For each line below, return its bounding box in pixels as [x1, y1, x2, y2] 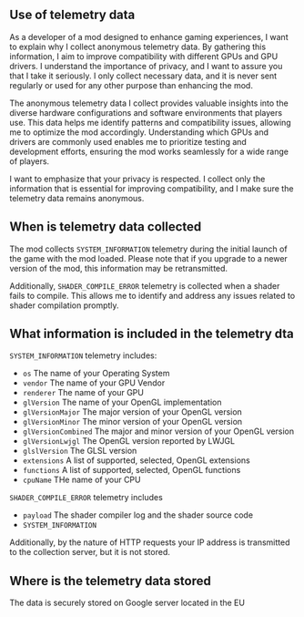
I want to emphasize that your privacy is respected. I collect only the [9, 173, 266, 184]
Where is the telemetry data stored [9, 573, 211, 589]
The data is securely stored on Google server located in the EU [9, 597, 246, 609]
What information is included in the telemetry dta [9, 326, 294, 342]
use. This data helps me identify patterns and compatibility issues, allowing [9, 117, 291, 128]
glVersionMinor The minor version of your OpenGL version [22, 416, 243, 427]
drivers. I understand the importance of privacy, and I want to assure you [9, 60, 283, 71]
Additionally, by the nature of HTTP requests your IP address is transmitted [9, 537, 290, 548]
